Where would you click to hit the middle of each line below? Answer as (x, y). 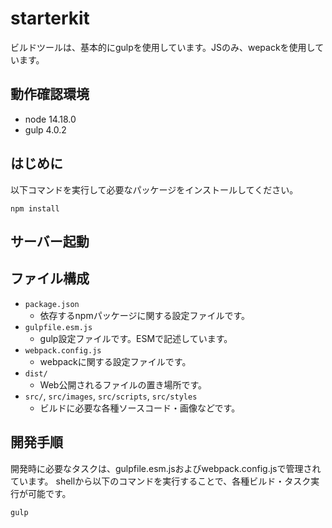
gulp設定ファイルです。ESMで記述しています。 (136, 338)
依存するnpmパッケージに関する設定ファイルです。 (145, 315)
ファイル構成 (50, 278)
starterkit (50, 18)
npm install (35, 208)
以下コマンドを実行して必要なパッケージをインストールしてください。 (154, 189)
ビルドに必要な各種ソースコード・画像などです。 (140, 408)
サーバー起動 (50, 241)
